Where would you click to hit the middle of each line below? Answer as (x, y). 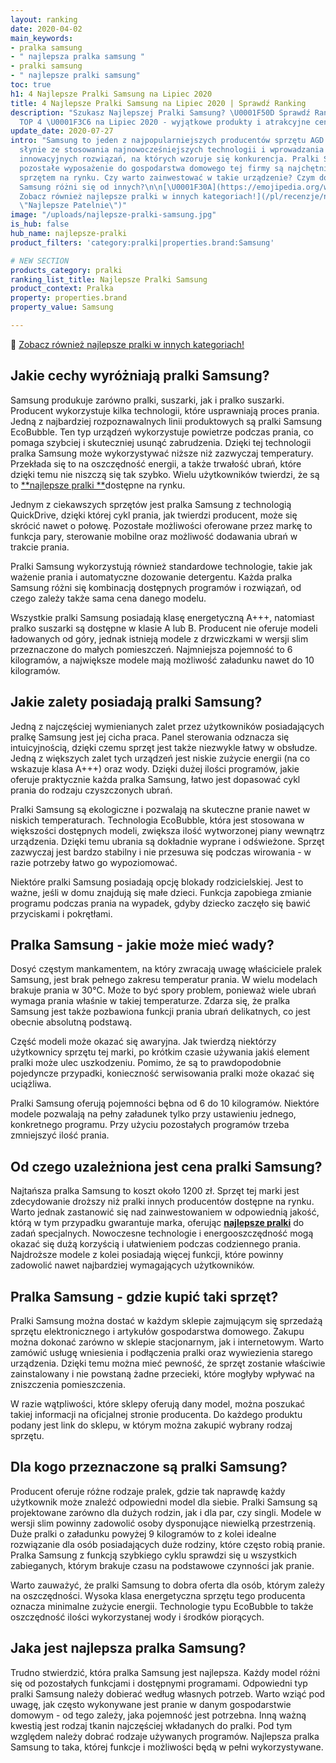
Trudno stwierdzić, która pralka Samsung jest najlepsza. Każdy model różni (165, 1672)
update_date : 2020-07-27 (62, 131)
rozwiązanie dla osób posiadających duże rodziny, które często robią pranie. (168, 1544)
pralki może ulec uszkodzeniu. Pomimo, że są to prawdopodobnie (146, 1063)
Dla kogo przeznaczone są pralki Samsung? (149, 1467)
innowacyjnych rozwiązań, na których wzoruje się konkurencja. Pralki (169, 159)
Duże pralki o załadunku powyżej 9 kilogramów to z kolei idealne (143, 1533)
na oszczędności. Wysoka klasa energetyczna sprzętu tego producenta (158, 1595)
